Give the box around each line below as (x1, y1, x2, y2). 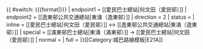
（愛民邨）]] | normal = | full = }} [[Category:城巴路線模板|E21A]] (6, 36, 163, 43)
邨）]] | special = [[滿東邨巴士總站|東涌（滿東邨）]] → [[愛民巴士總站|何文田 (6, 28, 190, 36)
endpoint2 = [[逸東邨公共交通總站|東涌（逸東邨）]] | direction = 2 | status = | (6, 13, 195, 21)
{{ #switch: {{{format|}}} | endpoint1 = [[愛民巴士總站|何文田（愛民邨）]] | (6, 6, 187, 13)
